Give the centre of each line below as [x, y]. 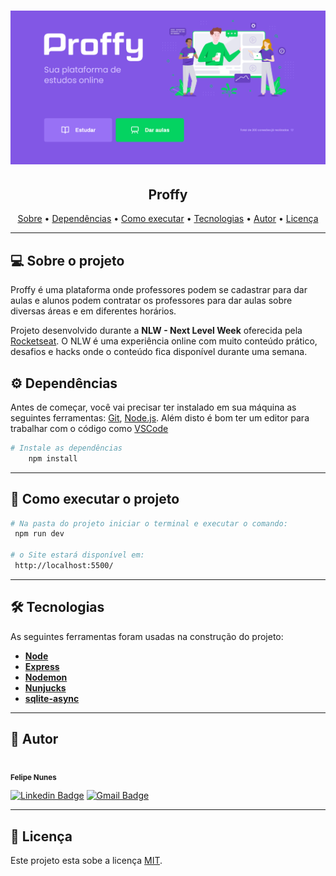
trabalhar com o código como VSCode [89, 428]
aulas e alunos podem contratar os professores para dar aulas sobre [151, 301]
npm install [53, 458]
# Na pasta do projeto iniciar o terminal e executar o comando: [149, 523]
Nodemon [46, 677]
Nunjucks [45, 687]
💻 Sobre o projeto [67, 260]
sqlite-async [52, 698]
